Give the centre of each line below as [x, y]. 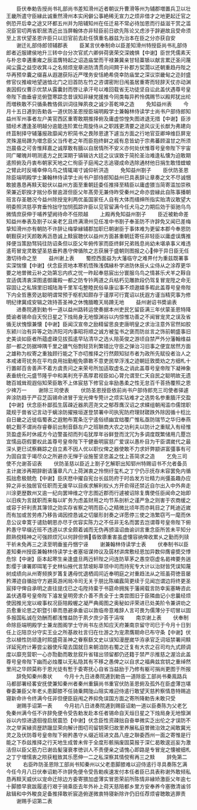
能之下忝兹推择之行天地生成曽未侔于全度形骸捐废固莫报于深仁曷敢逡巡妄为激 [98, 742]
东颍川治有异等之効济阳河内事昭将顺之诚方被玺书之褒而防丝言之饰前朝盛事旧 [98, 331]
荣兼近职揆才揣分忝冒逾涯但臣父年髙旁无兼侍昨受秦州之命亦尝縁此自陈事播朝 [98, 192]
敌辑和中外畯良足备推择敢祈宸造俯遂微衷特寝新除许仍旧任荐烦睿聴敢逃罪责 [96, 794]
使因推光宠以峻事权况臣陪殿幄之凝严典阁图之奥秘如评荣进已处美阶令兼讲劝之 [98, 603]
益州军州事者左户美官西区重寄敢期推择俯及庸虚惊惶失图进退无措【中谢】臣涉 [98, 119]
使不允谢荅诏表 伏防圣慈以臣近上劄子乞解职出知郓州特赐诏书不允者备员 [97, 463]
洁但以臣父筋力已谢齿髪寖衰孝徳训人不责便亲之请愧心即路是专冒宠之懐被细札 [98, 750]
